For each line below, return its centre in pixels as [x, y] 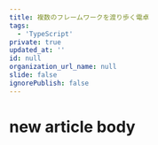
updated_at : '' [37, 50]
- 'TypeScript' [45, 34]
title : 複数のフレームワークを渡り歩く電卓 [79, 17]
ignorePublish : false [49, 83]
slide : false [33, 75]
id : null [25, 58]
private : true [36, 42]
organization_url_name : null [63, 67]
